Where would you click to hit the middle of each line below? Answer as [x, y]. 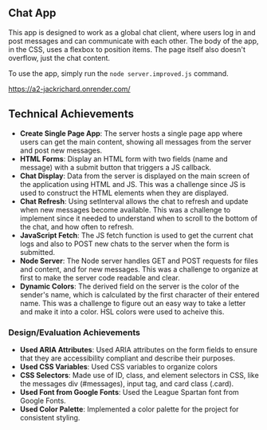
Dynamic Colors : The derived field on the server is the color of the [130, 286]
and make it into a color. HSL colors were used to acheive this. [122, 312]
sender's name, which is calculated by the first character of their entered [139, 294]
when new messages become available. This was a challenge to [125, 209]
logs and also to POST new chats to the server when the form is [124, 244]
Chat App [32, 13]
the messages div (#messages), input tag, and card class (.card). [127, 384]
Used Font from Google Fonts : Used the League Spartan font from [129, 392]
